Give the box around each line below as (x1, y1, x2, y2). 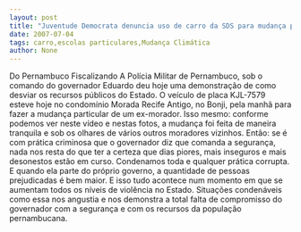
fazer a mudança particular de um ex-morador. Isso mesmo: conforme (9, 109, 269, 120)
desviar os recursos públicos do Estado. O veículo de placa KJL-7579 (9, 90, 266, 101)
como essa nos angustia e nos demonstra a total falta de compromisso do (9, 194, 283, 205)
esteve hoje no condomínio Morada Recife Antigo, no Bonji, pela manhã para (9, 99, 292, 110)
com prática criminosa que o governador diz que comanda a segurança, (9, 137, 276, 148)
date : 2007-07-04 (9, 29, 74, 38)
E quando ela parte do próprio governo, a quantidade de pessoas (9, 166, 251, 177)
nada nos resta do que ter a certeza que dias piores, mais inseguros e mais (9, 146, 287, 157)
